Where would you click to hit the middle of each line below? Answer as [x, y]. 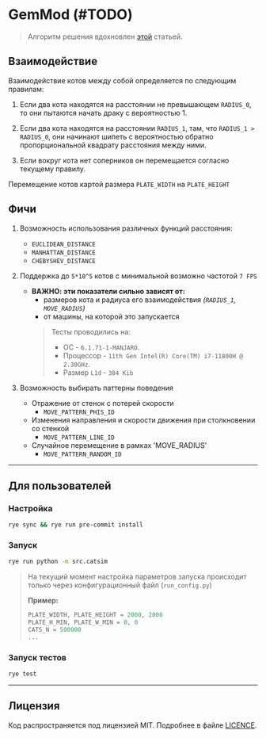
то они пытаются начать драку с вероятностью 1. [103, 113]
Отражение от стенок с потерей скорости [103, 403]
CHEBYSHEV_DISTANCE [64, 261]
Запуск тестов [38, 657]
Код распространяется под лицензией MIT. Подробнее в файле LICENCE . [133, 725]
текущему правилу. [52, 169]
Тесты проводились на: [91, 331]
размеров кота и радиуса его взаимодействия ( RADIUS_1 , [139, 300]
